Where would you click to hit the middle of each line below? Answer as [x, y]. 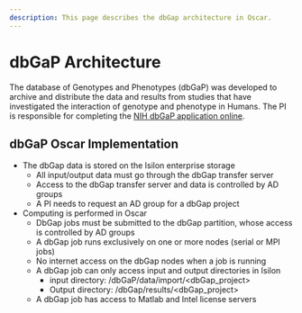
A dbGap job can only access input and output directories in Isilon [158, 271]
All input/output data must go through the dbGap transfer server [155, 175]
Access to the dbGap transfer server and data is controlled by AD [157, 184]
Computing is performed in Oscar [84, 213]
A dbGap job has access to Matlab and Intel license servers [146, 300]
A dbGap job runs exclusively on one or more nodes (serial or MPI [158, 242]
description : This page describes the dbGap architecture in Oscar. [141, 18]
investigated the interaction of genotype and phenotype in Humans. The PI [148, 106]
